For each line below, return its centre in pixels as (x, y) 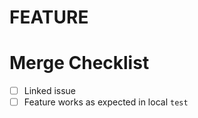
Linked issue (50, 91)
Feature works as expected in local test (106, 102)
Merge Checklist (79, 63)
